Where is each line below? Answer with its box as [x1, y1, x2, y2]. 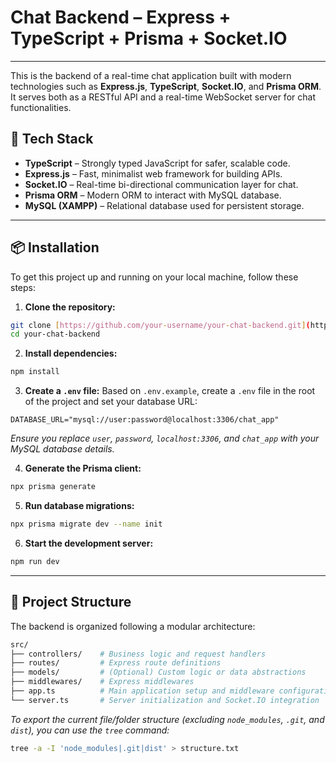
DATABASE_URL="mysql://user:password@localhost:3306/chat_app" [10, 415, 280, 425]
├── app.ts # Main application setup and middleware [10, 686, 275, 696]
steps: [10, 281, 36, 293]
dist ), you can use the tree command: [10, 724, 170, 736]
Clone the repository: [24, 301, 116, 313]
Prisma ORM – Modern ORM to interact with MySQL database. [24, 189, 282, 201]
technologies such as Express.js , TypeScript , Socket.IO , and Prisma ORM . [10, 80, 322, 92]
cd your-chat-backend [10, 329, 101, 340]
